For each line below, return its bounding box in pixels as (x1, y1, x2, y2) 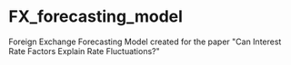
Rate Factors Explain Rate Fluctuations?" (8, 45, 160, 56)
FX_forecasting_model (8, 6, 184, 27)
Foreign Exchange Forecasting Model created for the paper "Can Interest (8, 36, 282, 47)
